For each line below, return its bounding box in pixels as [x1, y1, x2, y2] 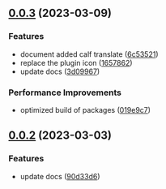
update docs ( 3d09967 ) [19, 67, 100, 76]
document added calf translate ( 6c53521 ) [19, 49, 159, 59]
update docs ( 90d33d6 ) [19, 171, 100, 181]
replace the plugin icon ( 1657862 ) [19, 58, 133, 67]
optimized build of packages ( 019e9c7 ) [19, 105, 151, 114]
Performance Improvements [8, 87, 122, 98]
